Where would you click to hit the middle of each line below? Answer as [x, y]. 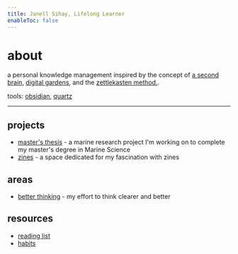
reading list [34, 236]
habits [27, 243]
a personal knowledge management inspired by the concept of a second [113, 75]
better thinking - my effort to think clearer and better [94, 197]
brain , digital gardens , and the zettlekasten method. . [84, 83]
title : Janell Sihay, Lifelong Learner [66, 14]
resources [30, 219]
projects [26, 125]
